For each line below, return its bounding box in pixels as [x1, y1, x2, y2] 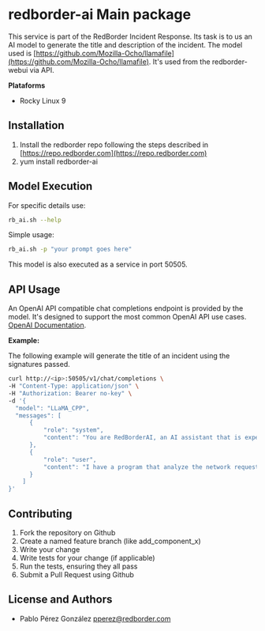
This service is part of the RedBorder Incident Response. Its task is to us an [8, 32, 252, 41]
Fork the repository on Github [19, 527, 116, 537]
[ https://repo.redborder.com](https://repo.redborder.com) [19, 148, 207, 157]
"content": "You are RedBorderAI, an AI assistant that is [43, 433, 242, 442]
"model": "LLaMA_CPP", [15, 404, 90, 412]
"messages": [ [15, 411, 62, 420]
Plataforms [8, 81, 46, 90]
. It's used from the [148, 57, 211, 66]
